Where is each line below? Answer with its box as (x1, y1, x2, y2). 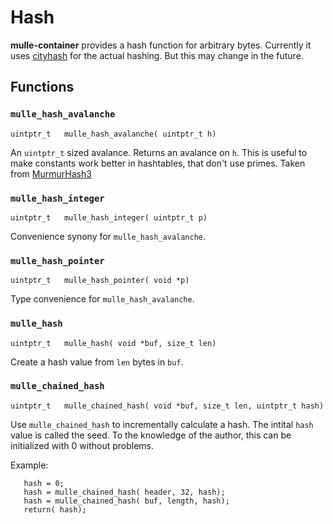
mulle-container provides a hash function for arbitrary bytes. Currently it (10, 39, 312, 51)
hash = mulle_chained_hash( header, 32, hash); (23, 487, 226, 497)
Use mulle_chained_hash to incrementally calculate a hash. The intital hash (10, 418, 314, 430)
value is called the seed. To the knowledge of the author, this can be (10, 429, 292, 441)
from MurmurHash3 (10, 167, 92, 180)
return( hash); (23, 504, 87, 515)
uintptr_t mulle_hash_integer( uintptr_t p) (10, 212, 208, 223)
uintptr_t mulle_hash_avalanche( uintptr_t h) (10, 129, 217, 139)
